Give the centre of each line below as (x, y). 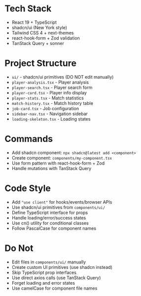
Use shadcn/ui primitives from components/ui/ (58, 207)
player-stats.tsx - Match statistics (48, 98)
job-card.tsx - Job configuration (45, 108)
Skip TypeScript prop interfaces (44, 272)
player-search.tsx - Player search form (52, 87)
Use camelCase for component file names (54, 288)
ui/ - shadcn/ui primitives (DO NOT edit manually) (63, 77)
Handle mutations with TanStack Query (52, 168)
